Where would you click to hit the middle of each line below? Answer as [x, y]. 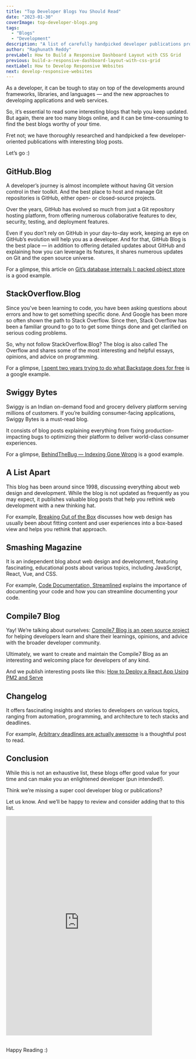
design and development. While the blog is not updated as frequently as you [98, 493]
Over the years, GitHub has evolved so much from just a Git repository [90, 209]
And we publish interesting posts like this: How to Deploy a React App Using [97, 672]
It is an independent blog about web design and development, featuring [92, 562]
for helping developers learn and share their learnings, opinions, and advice [97, 637]
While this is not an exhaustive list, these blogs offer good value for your [93, 772]
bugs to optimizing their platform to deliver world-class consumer [110, 436]
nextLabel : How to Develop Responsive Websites [65, 66]
